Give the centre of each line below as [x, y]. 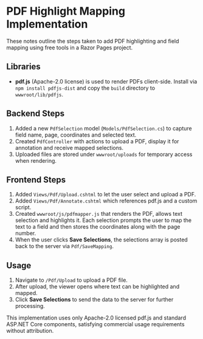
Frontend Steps [36, 180]
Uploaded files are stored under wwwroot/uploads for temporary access [104, 154]
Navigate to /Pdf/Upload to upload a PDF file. [71, 280]
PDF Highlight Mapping [66, 11]
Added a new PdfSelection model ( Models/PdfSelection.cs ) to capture [104, 128]
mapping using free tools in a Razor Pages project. [70, 48]
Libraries [23, 67]
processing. [30, 306]
